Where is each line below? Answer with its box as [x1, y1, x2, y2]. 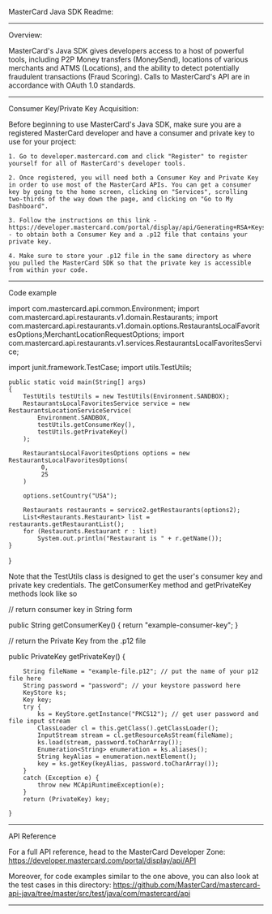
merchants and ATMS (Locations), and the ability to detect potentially [8, 63, 240, 72]
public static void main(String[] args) [8, 378, 147, 386]
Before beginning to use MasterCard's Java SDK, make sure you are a [8, 119, 241, 129]
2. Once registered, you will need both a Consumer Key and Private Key [8, 174, 259, 182]
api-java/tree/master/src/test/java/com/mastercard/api [8, 889, 191, 898]
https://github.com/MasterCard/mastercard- [113, 880, 261, 890]
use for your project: [8, 137, 77, 146]
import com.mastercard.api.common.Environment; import [8, 304, 200, 313]
